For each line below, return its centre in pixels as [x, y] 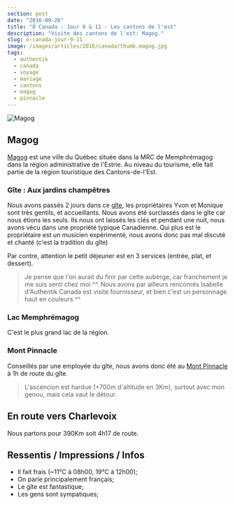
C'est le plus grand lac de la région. [58, 332]
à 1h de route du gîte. [38, 373]
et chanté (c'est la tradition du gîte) [58, 243]
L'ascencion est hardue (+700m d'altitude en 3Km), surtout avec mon [124, 387]
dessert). [20, 264]
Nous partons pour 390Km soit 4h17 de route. [73, 433]
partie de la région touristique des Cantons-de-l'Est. [82, 171]
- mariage [28, 79]
